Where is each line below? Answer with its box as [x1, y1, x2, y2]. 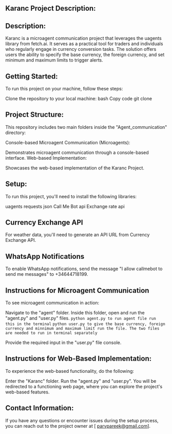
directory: [5, 129, 26, 136]
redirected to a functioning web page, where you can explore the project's [5, 383, 163, 389]
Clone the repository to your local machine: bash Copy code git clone [5, 96, 152, 102]
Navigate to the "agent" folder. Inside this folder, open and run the [5, 310, 145, 316]
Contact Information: [5, 404, 74, 412]
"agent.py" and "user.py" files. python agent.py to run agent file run [5, 315, 157, 322]
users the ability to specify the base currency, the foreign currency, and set [5, 51, 165, 58]
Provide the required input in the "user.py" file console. [5, 339, 122, 346]
